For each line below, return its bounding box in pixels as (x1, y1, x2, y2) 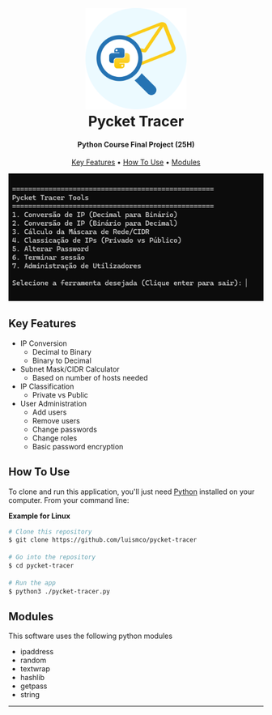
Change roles (32, 432, 78, 443)
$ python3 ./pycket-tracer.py (8, 587, 111, 595)
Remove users (32, 415, 81, 425)
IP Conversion (19, 338, 67, 348)
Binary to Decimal (32, 355, 91, 365)
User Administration (19, 398, 87, 408)
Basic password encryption (32, 441, 124, 451)
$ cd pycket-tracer (8, 562, 74, 570)
